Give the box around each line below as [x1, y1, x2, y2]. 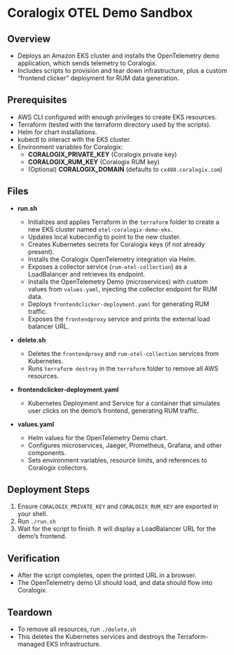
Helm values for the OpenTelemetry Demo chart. [27, 433, 168, 442]
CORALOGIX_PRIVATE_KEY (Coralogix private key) [27, 150, 177, 159]
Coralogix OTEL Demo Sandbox [7, 5, 193, 21]
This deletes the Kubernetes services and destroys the [17, 633, 176, 641]
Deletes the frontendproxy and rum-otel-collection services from [27, 349, 219, 357]
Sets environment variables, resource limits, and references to [27, 456, 207, 464]
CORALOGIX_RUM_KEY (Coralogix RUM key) [27, 157, 160, 166]
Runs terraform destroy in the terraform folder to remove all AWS [27, 364, 219, 373]
